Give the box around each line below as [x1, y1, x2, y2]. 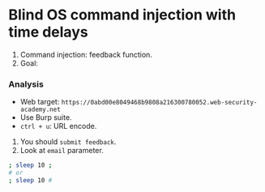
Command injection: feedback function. [19, 49, 152, 59]
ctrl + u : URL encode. [19, 122, 97, 131]
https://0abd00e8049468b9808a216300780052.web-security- [61, 99, 258, 107]
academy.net [19, 105, 61, 114]
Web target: [19, 97, 60, 107]
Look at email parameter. [19, 146, 104, 156]
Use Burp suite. [19, 113, 72, 122]
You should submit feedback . [19, 137, 117, 147]
